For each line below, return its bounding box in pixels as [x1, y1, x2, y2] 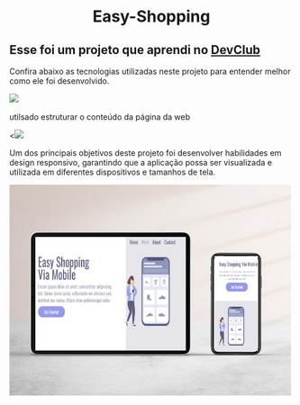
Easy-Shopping [92, 6, 211, 27]
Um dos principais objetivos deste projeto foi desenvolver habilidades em [9, 148, 282, 158]
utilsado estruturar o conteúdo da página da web [9, 112, 191, 122]
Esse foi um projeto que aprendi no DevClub [9, 42, 261, 58]
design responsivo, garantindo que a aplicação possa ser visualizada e [9, 157, 273, 167]
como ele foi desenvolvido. [9, 76, 110, 86]
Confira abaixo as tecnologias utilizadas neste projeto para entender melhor [9, 66, 291, 76]
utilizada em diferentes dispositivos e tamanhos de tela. [9, 166, 216, 177]
